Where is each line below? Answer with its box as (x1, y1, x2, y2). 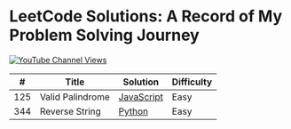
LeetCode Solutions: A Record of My (9, 6, 283, 27)
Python (118, 105, 149, 117)
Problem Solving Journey (9, 25, 200, 45)
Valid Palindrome (39, 91, 111, 103)
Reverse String (39, 105, 102, 117)
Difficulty (171, 76, 213, 88)
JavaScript (118, 91, 164, 103)
